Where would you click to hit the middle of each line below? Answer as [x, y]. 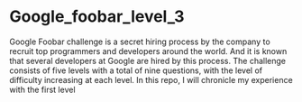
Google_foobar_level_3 [97, 17]
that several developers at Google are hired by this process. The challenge [148, 60]
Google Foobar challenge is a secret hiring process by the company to [140, 42]
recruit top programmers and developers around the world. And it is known [148, 51]
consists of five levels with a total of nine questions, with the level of [136, 70]
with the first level [42, 89]
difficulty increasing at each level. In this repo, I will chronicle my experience [151, 79]
